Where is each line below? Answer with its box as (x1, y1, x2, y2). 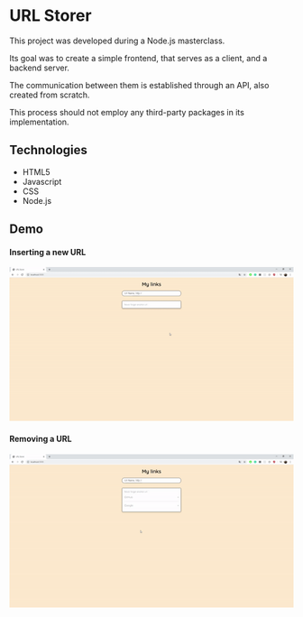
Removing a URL (9, 433, 72, 444)
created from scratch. (9, 89, 90, 100)
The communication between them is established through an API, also (9, 79, 270, 90)
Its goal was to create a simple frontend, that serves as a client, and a (9, 52, 268, 63)
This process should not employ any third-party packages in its (9, 106, 245, 117)
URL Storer (9, 5, 92, 26)
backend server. (9, 62, 70, 73)
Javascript (22, 176, 62, 187)
